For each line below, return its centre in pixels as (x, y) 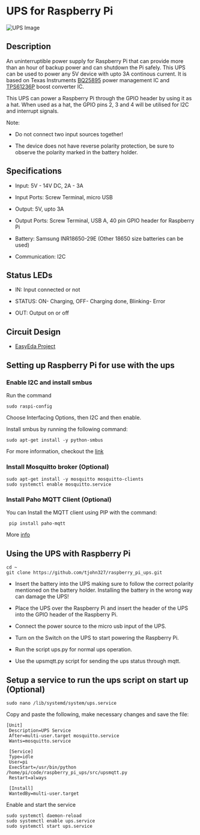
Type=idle (21, 757)
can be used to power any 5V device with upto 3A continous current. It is (97, 74)
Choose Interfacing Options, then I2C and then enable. (74, 417)
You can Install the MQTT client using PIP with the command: (82, 513)
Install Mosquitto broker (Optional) (58, 466)
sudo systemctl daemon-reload (44, 816)
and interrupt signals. (32, 111)
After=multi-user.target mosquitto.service (64, 736)
